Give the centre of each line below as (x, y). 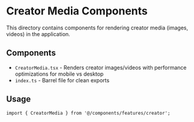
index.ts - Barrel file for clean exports (62, 80)
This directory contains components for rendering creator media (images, (97, 28)
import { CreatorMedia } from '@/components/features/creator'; (88, 113)
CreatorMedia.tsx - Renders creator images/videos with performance (101, 67)
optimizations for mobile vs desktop (59, 74)
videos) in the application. (38, 34)
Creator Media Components (77, 11)
